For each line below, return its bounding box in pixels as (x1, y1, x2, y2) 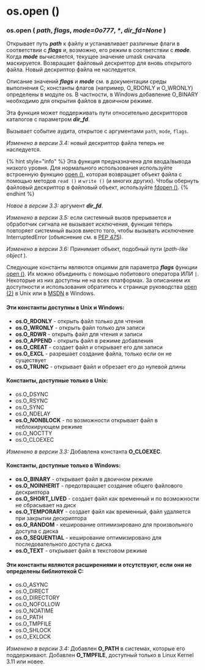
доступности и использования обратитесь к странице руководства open (6, 283, 197, 291)
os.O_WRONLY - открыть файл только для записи (15, 324, 145, 331)
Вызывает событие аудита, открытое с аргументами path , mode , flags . (6, 127, 188, 135)
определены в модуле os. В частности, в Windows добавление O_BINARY (6, 91, 199, 99)
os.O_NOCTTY (15, 430, 53, 437)
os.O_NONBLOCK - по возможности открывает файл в (15, 416, 158, 423)
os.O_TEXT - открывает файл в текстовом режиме (15, 547, 147, 554)
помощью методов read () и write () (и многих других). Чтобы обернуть (6, 177, 199, 185)
